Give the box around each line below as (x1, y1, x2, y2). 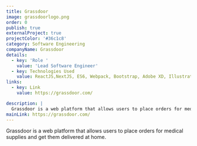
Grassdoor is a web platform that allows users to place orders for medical (6, 127, 184, 134)
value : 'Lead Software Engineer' (16, 62, 98, 69)
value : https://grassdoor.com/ (16, 90, 93, 96)
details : (6, 52, 28, 58)
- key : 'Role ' (11, 57, 49, 63)
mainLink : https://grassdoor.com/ (6, 112, 91, 117)
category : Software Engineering (6, 41, 85, 47)
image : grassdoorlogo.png (6, 14, 69, 20)
